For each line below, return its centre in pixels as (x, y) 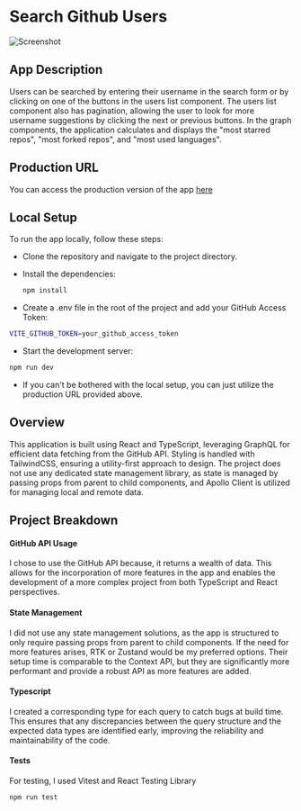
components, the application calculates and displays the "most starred (140, 130)
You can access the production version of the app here (111, 189)
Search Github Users (89, 17)
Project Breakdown (64, 521)
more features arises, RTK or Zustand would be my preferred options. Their (149, 652)
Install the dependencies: (69, 274)
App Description (56, 70)
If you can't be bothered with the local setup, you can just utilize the (148, 385)
